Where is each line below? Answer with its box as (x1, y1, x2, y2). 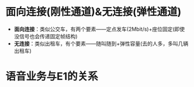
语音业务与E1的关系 (5, 70, 99, 83)
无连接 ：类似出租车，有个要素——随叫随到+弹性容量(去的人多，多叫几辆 (13, 40, 189, 47)
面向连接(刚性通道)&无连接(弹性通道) (5, 5, 182, 19)
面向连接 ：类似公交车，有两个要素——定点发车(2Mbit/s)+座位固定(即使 (13, 26, 185, 32)
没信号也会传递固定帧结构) (13, 32, 78, 39)
